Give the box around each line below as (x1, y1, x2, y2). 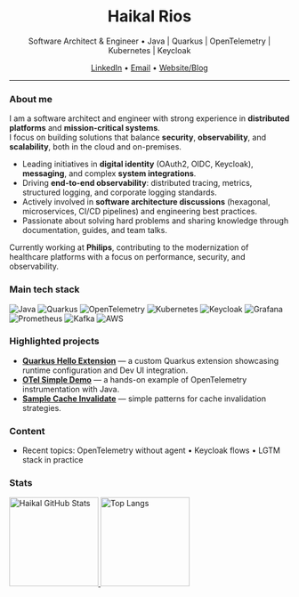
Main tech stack (9, 283, 80, 295)
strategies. (21, 402, 62, 413)
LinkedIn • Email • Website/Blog (90, 62, 209, 73)
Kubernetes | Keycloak (108, 44, 191, 55)
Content (9, 424, 46, 437)
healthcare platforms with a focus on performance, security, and (9, 252, 246, 262)
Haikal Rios (107, 6, 192, 27)
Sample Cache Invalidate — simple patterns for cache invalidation (21, 393, 267, 404)
